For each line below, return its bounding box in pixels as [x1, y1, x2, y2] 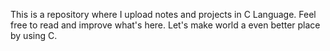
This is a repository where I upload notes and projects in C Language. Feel [10, 9, 317, 20]
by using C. [10, 30, 58, 41]
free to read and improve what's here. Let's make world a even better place [10, 19, 321, 31]
